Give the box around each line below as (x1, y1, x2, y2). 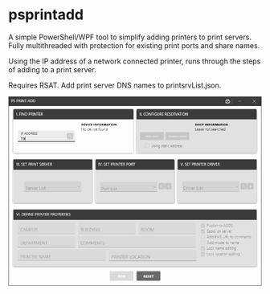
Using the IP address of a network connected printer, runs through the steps (8, 56, 261, 66)
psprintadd (8, 6, 84, 24)
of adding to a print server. (8, 64, 96, 74)
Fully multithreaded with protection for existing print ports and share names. (8, 40, 260, 50)
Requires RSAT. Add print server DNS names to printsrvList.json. (8, 80, 222, 90)
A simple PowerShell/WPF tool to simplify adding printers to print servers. (8, 32, 252, 42)
